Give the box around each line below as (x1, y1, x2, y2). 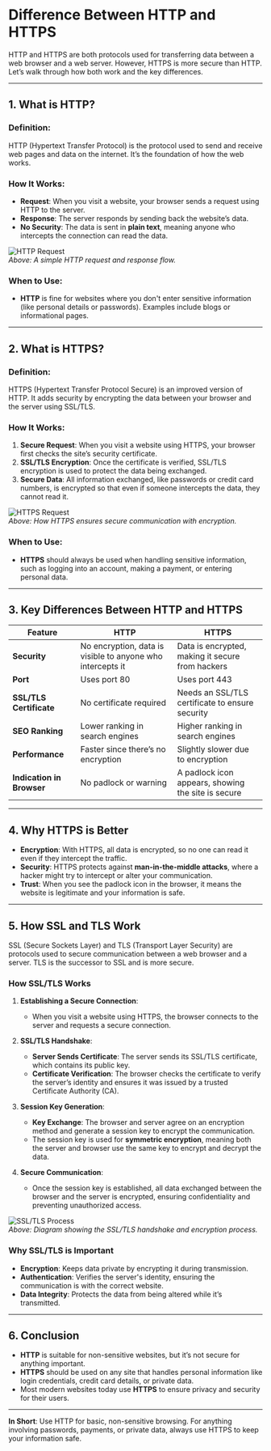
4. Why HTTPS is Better (8, 823, 129, 837)
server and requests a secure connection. (31, 1020, 172, 1030)
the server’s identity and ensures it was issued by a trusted (31, 1078, 228, 1088)
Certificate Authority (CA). (31, 1086, 119, 1096)
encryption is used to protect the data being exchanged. (19, 466, 207, 476)
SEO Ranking (12, 726, 64, 737)
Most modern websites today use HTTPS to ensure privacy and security (19, 1385, 261, 1394)
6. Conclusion (8, 1329, 80, 1343)
